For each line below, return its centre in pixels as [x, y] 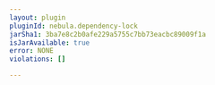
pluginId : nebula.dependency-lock [74, 26]
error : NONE [31, 51]
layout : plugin [38, 17]
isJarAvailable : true [50, 42]
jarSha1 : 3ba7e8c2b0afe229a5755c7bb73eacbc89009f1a [107, 34]
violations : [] [38, 59]
